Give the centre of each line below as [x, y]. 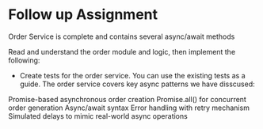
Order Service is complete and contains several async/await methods [122, 36]
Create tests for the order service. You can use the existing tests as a [132, 75]
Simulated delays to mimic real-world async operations [98, 116]
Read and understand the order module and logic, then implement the [122, 51]
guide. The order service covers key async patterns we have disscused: [137, 84]
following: [24, 60]
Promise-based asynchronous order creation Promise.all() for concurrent [128, 99]
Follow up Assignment [83, 15]
